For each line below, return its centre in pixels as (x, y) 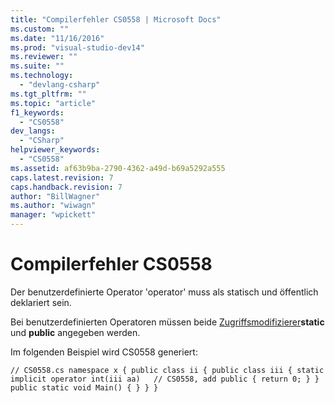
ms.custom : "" (40, 29)
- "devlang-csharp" (60, 85)
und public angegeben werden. (75, 332)
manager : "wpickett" (53, 215)
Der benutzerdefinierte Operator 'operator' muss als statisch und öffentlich (164, 292)
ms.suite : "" (37, 66)
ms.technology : (42, 76)
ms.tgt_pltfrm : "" (48, 94)
